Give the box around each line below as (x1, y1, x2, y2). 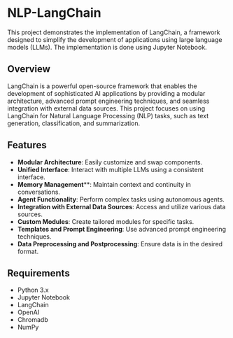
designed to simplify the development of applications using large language (7, 35, 223, 43)
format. (17, 247, 39, 255)
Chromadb (17, 316, 49, 324)
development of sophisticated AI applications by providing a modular (7, 89, 206, 97)
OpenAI (17, 308, 40, 316)
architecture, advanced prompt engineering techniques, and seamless (7, 97, 210, 105)
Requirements (7, 267, 70, 279)
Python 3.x (17, 286, 49, 295)
